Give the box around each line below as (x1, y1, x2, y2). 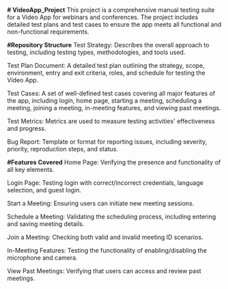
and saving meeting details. (7, 220, 85, 228)
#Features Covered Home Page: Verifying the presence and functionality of (7, 158, 221, 166)
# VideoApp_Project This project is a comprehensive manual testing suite (7, 6, 215, 14)
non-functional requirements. (7, 27, 90, 36)
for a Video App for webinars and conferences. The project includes (7, 13, 199, 21)
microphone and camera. (7, 253, 78, 262)
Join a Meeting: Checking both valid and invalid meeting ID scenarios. (7, 233, 203, 241)
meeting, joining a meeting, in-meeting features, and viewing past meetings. (7, 104, 221, 112)
